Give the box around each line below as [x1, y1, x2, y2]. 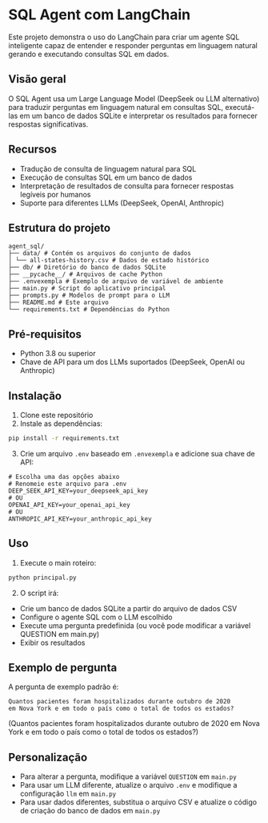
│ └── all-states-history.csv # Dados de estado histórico [8, 257, 210, 265]
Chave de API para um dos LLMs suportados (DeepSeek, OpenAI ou [19, 357, 246, 367]
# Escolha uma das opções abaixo [8, 472, 120, 480]
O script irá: [19, 588, 59, 598]
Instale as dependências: [19, 419, 102, 428]
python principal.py [8, 574, 78, 582]
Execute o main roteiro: [19, 557, 97, 567]
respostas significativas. [8, 119, 89, 129]
